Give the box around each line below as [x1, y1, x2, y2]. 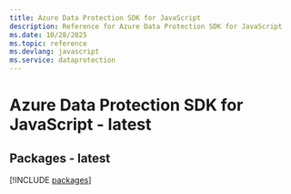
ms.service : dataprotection [9, 56, 116, 65]
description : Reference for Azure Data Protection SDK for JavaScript [9, 22, 283, 31]
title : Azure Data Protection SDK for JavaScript [9, 13, 202, 23]
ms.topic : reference [9, 38, 88, 48]
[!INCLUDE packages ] [9, 175, 92, 185]
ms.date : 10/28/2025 [9, 30, 88, 39]
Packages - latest [9, 150, 111, 166]
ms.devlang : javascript [9, 47, 100, 56]
